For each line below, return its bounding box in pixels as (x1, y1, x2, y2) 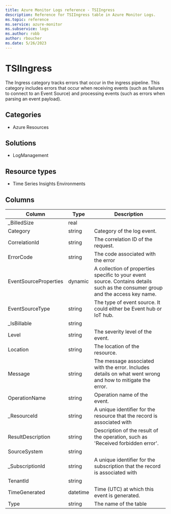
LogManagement (12, 152, 49, 159)
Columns (5, 195, 35, 204)
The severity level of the (94, 328, 152, 335)
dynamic (68, 277, 89, 285)
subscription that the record (94, 462, 161, 470)
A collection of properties (94, 265, 155, 272)
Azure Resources (12, 124, 49, 130)
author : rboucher (5, 36, 42, 41)
